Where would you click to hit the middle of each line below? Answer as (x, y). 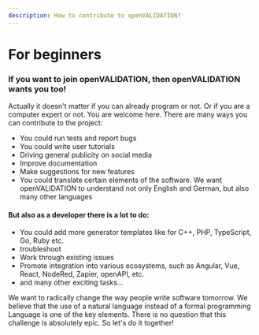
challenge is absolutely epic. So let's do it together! (91, 323)
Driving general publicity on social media (85, 155)
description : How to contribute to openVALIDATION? (94, 15)
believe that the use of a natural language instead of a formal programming (129, 306)
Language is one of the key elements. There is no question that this (117, 315)
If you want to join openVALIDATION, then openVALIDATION (124, 79)
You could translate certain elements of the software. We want (121, 180)
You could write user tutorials (67, 147)
